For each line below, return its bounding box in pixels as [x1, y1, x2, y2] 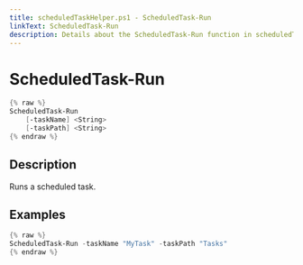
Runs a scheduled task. [9, 181, 96, 192]
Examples [9, 206, 66, 222]
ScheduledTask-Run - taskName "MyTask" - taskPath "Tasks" [9, 240, 228, 249]
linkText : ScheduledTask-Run [9, 22, 119, 31]
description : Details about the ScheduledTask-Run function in [9, 30, 252, 39]
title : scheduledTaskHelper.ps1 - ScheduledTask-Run [9, 13, 212, 23]
